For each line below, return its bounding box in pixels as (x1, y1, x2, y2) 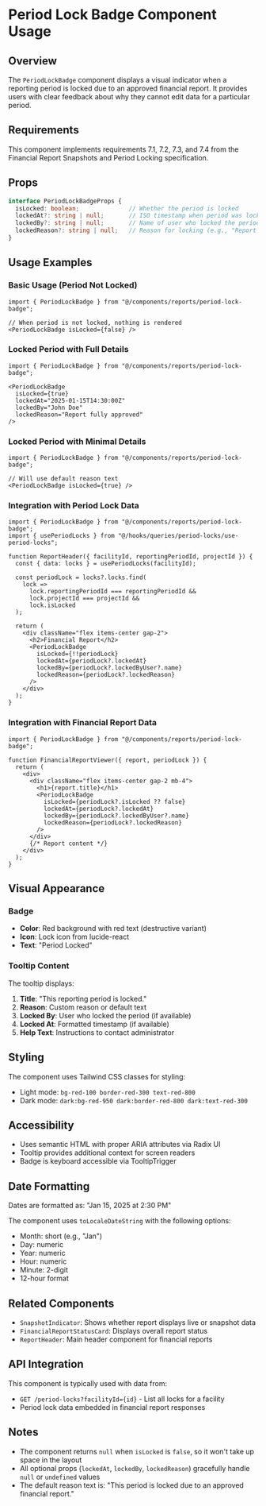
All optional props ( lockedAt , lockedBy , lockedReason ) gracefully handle (19, 1463, 250, 1473)
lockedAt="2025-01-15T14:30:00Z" (15, 396, 126, 404)
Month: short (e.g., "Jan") (19, 1231, 103, 1241)
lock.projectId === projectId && (28, 594, 140, 603)
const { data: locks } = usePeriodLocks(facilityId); (15, 560, 196, 568)
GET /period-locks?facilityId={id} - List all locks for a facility (19, 1394, 225, 1404)
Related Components (8, 1296, 115, 1310)
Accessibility (8, 1118, 74, 1132)
